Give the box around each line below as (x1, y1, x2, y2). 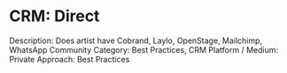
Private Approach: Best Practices (9, 54, 130, 64)
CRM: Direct (9, 6, 100, 26)
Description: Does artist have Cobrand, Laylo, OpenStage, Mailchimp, (9, 35, 263, 46)
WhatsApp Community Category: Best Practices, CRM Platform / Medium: (9, 44, 279, 55)
